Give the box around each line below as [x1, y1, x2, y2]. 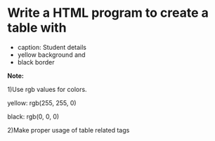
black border [17, 58, 55, 66]
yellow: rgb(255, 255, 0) [7, 98, 77, 107]
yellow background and [17, 51, 86, 59]
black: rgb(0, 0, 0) [7, 112, 60, 121]
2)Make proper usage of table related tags [7, 126, 130, 134]
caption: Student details [17, 43, 86, 51]
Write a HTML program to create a [7, 5, 209, 21]
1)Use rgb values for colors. [7, 85, 87, 93]
